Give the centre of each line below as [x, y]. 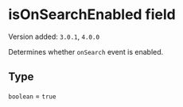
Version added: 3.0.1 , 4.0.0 [54, 36]
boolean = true [32, 96]
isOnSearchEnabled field [92, 15]
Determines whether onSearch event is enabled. [86, 52]
